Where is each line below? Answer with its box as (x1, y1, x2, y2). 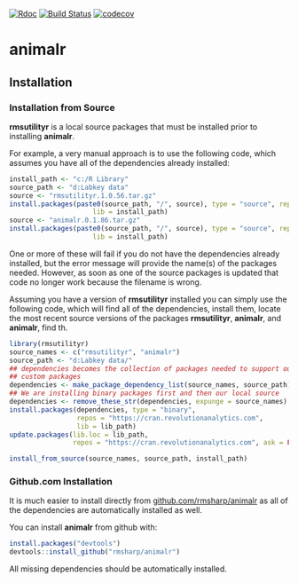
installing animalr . (9, 130, 75, 141)
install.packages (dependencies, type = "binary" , (9, 405, 197, 414)
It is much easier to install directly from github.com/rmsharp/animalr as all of (9, 495, 288, 506)
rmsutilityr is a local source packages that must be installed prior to (9, 121, 258, 132)
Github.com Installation (9, 476, 113, 488)
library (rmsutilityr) (9, 339, 90, 348)
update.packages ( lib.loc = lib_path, (9, 430, 149, 439)
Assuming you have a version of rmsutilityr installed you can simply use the (9, 294, 287, 304)
